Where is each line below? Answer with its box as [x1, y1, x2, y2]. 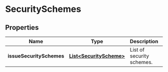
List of [129, 46, 145, 53]
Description [129, 38, 158, 45]
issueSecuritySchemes [7, 53, 64, 59]
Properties [5, 23, 39, 32]
